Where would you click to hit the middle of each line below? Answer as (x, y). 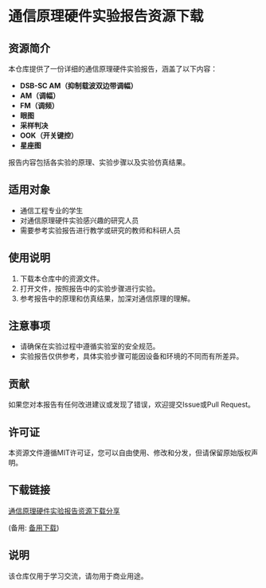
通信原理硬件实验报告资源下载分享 (64, 511)
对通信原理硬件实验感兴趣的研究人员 (79, 220)
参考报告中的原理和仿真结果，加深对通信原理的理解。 (107, 298)
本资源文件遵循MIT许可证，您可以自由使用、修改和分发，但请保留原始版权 (130, 453)
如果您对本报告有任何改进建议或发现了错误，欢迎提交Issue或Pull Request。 (131, 405)
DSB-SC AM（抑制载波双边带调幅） (78, 86)
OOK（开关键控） (49, 135)
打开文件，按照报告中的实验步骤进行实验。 (90, 288)
